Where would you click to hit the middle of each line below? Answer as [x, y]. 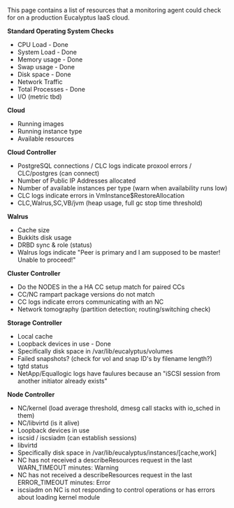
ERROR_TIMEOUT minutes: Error [64, 482]
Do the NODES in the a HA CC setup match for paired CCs [101, 287]
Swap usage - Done [46, 67]
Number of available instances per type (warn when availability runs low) [122, 188]
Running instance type [50, 131]
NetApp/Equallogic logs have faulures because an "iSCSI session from [119, 373]
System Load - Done [47, 52]
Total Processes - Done [51, 89]
